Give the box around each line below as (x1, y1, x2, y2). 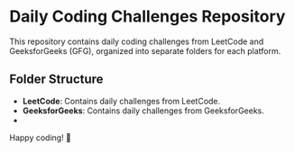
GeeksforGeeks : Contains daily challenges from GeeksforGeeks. (22, 105, 264, 116)
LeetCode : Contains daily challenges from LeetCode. (22, 95, 221, 106)
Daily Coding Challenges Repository (9, 6, 286, 27)
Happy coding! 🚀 (9, 132, 72, 143)
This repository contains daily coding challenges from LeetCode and (9, 36, 264, 47)
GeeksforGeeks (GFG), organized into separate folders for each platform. (9, 45, 281, 56)
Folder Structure (9, 72, 104, 87)
